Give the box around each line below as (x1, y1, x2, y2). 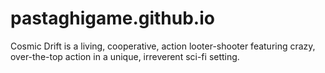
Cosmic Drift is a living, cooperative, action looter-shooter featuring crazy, (10, 40, 316, 52)
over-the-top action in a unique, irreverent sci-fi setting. (10, 50, 240, 62)
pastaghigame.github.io (10, 7, 215, 30)
